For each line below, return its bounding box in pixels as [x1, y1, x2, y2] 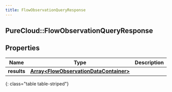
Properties [5, 44, 40, 53]
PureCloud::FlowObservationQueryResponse [5, 27, 154, 35]
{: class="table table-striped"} [5, 80, 69, 87]
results [8, 67, 26, 75]
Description [135, 59, 164, 66]
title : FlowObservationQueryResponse [5, 7, 86, 13]
